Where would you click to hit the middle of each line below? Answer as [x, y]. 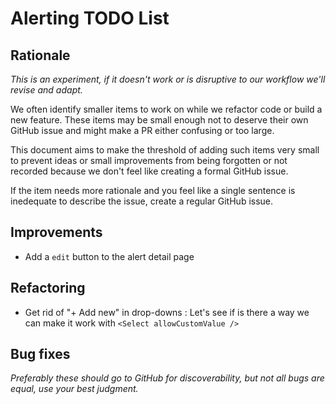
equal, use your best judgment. [74, 389]
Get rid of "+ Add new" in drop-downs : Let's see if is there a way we [167, 312]
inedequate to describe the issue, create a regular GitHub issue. [142, 201]
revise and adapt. [46, 90]
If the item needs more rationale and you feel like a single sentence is [153, 190]
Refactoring [48, 288]
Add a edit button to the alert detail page [109, 256]
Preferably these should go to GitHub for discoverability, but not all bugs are [167, 378]
